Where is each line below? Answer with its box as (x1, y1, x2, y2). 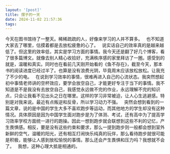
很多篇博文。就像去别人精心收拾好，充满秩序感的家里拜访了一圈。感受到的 (9, 55, 165, 61)
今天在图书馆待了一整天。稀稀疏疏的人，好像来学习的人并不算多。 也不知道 (5, 36, 164, 42)
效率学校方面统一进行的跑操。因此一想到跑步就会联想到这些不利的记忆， (9, 118, 160, 124)
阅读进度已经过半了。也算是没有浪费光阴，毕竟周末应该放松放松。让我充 (14, 68, 165, 74)
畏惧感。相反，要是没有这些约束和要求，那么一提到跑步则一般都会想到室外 (9, 124, 165, 130)
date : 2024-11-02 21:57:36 (5, 17, 62, 22)
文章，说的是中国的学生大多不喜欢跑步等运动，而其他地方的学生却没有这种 (9, 106, 165, 112)
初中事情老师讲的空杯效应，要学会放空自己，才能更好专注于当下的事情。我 (5, 80, 160, 86)
